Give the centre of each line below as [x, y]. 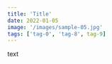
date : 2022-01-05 [33, 21]
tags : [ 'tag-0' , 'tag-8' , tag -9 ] [57, 34]
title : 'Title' [30, 14]
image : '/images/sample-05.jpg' [55, 27]
